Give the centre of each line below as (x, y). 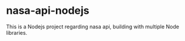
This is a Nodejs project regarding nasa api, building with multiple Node (93, 27)
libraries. (17, 32)
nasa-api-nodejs (48, 11)
